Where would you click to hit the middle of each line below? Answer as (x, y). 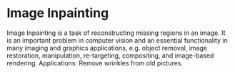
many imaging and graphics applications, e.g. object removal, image (107, 48)
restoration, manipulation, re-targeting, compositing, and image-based (110, 55)
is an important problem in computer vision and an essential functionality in (117, 40)
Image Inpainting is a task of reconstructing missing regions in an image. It (116, 33)
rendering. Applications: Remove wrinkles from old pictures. (95, 63)
